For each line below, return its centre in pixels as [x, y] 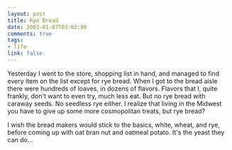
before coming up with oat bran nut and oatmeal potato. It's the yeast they [116, 132]
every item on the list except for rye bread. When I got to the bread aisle [112, 81]
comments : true [30, 34]
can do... [20, 139]
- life [17, 47]
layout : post [27, 14]
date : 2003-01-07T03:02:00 [47, 27]
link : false [25, 54]
